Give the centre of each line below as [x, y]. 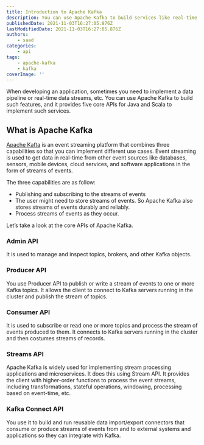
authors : [17, 35]
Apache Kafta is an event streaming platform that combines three [88, 145]
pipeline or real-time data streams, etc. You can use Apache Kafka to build [100, 98]
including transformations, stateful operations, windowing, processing [94, 387]
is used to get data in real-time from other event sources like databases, [97, 158]
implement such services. [39, 111]
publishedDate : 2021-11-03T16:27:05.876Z [60, 23]
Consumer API [28, 312]
